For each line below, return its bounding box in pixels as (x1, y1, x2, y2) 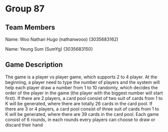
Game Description (5, 61, 63, 69)
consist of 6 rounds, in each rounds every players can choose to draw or (5, 116, 155, 122)
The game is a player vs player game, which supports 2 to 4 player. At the (5, 74, 157, 80)
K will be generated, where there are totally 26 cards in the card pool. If (5, 100, 153, 106)
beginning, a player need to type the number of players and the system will (5, 79, 160, 85)
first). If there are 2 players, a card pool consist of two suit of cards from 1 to (5, 95, 163, 101)
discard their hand (5, 121, 43, 128)
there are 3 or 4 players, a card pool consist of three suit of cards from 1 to (5, 106, 159, 112)
